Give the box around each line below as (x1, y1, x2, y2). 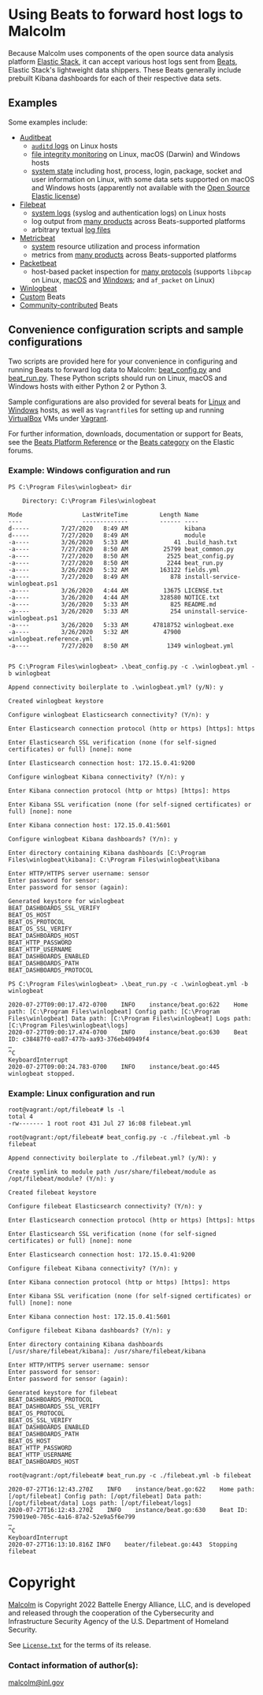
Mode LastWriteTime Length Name (8, 510, 199, 518)
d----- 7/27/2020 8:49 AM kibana (8, 525, 206, 532)
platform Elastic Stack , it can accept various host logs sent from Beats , (8, 57, 238, 66)
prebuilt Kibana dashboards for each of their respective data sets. (8, 73, 222, 83)
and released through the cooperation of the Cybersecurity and (8, 1608, 214, 1618)
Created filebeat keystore (8, 1189, 97, 1197)
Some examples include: (8, 117, 88, 127)
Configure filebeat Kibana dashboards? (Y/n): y (8, 1327, 171, 1335)
